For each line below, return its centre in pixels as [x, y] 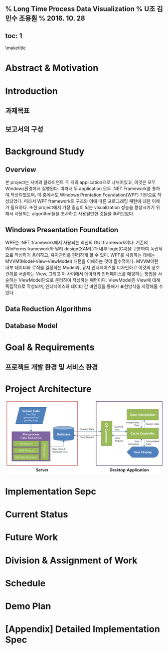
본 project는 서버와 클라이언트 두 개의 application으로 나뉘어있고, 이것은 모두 [81, 183]
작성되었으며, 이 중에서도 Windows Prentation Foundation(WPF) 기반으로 [83, 195]
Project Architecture [48, 389]
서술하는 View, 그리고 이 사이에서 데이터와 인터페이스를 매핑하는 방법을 [88, 274]
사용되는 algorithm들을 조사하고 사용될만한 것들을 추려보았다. [74, 214]
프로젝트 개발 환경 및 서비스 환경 [52, 367]
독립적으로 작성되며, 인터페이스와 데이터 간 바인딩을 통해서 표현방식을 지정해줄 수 [84, 286]
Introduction [32, 91]
